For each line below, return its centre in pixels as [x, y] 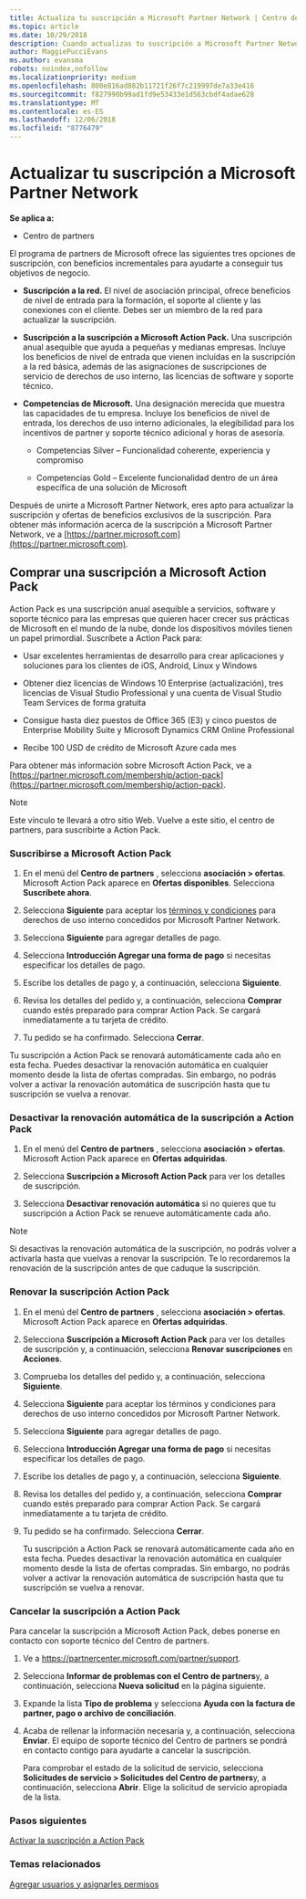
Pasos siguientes [48, 1820]
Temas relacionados [56, 1864]
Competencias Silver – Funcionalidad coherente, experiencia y [153, 450]
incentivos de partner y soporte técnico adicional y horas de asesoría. [153, 432]
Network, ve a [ [38, 534]
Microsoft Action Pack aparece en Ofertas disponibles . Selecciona [148, 883]
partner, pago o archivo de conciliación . [99, 1713]
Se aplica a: [32, 218]
